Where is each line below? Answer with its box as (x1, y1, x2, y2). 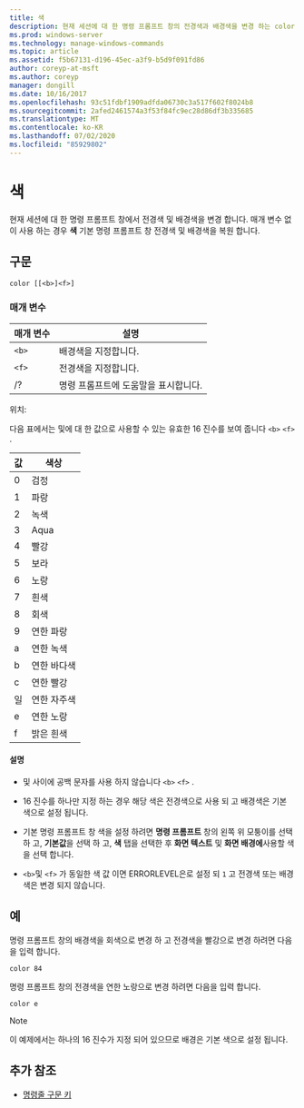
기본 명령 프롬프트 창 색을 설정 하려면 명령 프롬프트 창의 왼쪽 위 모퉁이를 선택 (22, 826, 293, 836)
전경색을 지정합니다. (58, 361, 140, 374)
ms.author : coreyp (9, 73, 79, 82)
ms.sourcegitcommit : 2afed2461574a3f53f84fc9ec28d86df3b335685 (9, 106, 254, 115)
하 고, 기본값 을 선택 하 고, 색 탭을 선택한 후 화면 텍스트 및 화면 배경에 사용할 (22, 837, 286, 848)
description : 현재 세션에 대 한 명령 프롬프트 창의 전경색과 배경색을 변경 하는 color (9, 22, 295, 31)
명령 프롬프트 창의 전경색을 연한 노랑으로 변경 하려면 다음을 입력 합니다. (9, 981, 261, 992)
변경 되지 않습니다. (39, 880, 106, 890)
